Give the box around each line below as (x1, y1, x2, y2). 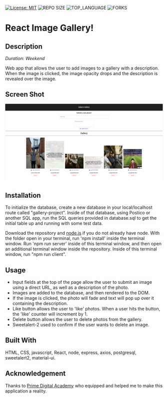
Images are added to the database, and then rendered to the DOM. (12, 290, 150, 295)
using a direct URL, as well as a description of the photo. (12, 284, 129, 290)
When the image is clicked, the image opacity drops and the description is (5, 71, 158, 76)
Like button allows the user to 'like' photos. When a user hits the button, (12, 306, 160, 311)
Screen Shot (5, 90, 44, 99)
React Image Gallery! (5, 23, 94, 34)
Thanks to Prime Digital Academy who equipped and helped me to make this (5, 382, 163, 388)
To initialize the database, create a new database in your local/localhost (5, 204, 152, 210)
